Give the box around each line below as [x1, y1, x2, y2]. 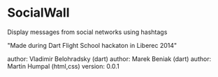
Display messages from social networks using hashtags [7, 28, 168, 36]
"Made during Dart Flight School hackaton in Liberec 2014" [7, 41, 177, 49]
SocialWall [7, 5, 70, 21]
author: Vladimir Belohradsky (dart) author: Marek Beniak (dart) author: [7, 54, 212, 63]
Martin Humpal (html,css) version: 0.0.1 [7, 62, 120, 70]
